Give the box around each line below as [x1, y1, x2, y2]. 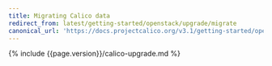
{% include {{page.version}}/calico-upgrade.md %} [8, 49, 181, 59]
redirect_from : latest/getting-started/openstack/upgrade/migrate [8, 19, 237, 27]
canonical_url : [8, 27, 60, 35]
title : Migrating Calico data [8, 11, 111, 20]
